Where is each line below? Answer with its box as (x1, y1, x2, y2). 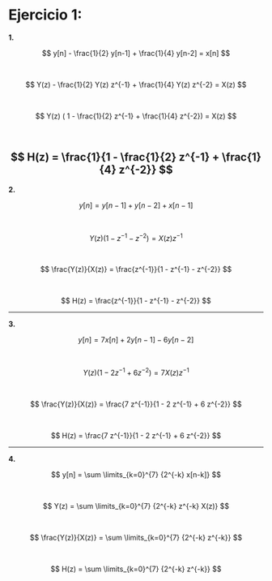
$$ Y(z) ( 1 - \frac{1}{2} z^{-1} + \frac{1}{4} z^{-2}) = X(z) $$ (35, 111, 237, 121)
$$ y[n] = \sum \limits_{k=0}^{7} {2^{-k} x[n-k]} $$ (51, 470, 221, 480)
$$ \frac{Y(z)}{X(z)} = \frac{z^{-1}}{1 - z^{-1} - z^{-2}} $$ (40, 265, 232, 274)
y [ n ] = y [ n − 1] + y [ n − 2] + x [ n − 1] (79, 200, 193, 210)
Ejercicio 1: (8, 6, 83, 24)
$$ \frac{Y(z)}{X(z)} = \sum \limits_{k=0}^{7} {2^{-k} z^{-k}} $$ (29, 533, 243, 543)
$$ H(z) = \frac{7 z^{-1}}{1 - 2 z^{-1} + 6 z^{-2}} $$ (50, 431, 222, 441)
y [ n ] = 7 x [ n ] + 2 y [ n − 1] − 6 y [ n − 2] (78, 335, 194, 345)
